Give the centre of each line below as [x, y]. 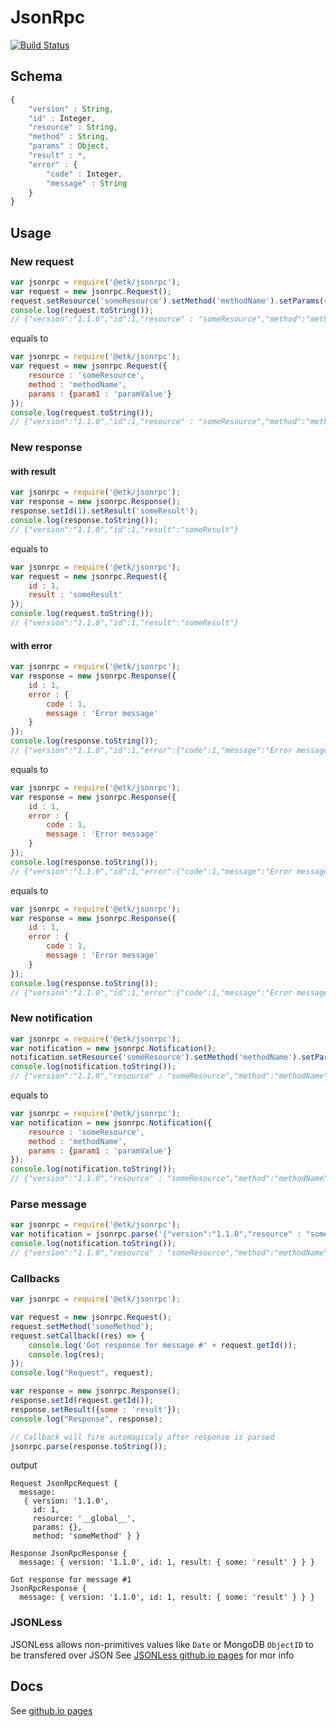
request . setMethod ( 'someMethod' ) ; [82, 1326]
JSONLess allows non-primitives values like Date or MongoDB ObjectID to [162, 1644]
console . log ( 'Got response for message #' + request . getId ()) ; [163, 1345]
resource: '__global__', [84, 1519]
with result [33, 471]
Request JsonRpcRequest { [64, 1484]
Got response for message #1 [71, 1580]
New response [46, 448]
